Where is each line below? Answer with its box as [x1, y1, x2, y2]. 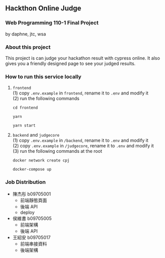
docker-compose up [12, 167, 52, 172]
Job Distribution [5, 179, 46, 186]
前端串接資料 [20, 241, 47, 247]
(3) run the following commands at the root [12, 148, 102, 154]
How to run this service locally [5, 73, 82, 80]
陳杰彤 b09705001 [12, 190, 51, 197]
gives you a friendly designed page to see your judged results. [5, 60, 136, 67]
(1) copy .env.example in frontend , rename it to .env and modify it [12, 90, 149, 96]
